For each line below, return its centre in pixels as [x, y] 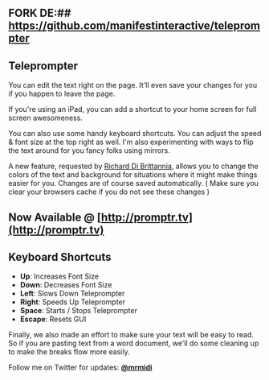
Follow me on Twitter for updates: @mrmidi [80, 368]
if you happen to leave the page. [62, 94]
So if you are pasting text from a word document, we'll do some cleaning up [134, 343]
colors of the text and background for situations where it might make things [133, 175]
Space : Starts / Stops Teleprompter [79, 311]
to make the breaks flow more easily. [69, 352]
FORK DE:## [40, 13]
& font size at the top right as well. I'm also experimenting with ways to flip [131, 142]
